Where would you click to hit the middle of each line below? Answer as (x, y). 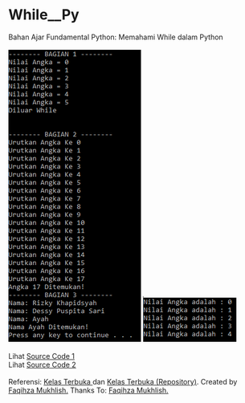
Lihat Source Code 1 (41, 356)
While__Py (44, 15)
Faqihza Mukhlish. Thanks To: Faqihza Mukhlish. (88, 390)
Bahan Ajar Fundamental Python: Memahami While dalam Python (116, 37)
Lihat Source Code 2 (42, 364)
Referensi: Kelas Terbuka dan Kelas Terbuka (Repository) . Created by (123, 381)
